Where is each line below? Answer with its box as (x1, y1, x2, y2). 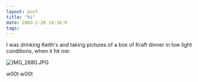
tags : (6, 25, 20, 31)
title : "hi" (6, 14, 35, 20)
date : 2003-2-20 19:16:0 (6, 19, 67, 25)
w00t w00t (6, 70, 33, 77)
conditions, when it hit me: (6, 48, 71, 55)
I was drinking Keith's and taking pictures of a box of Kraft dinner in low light (6, 41, 192, 48)
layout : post (6, 8, 38, 15)
